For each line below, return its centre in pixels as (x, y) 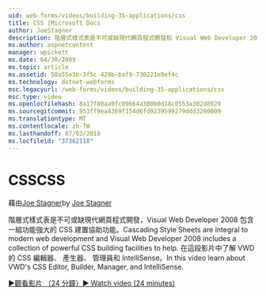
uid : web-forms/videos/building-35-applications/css (97, 15)
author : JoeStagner (40, 30)
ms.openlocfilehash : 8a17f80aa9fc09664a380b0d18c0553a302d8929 (115, 104)
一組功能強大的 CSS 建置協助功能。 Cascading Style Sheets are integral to (128, 230)
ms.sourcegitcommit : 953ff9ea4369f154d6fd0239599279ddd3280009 (115, 112)
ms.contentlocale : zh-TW (49, 126)
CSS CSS (37, 180)
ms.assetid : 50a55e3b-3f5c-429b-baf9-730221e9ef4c (93, 75)
